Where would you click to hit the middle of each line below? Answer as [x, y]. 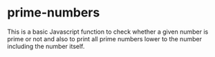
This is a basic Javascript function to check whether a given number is [108, 32]
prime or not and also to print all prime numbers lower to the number [105, 38]
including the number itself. [46, 46]
